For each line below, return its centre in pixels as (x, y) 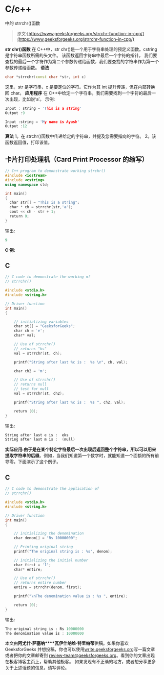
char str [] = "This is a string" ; (44, 203)
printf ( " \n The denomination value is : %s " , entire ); (71, 596)
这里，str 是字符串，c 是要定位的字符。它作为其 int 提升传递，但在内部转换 (80, 87)
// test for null (31, 389)
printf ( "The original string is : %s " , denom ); (63, 551)
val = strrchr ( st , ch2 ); (39, 394)
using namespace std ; (27, 185)
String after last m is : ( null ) (40, 439)
